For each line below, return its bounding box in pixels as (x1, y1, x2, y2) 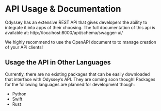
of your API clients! (5, 44, 43, 50)
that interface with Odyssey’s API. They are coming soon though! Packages (5, 76, 156, 82)
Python (12, 91, 27, 96)
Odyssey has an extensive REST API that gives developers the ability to (5, 19, 147, 25)
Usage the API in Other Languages (5, 58, 111, 66)
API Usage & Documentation (5, 3, 121, 15)
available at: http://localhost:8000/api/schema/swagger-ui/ (5, 30, 123, 35)
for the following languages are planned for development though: (5, 81, 135, 87)
